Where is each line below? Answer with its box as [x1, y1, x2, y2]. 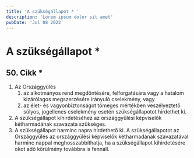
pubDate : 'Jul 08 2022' [6, 19, 64, 25]
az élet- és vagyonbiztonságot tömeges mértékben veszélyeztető [23, 102, 181, 109]
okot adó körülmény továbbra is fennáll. [14, 146, 110, 153]
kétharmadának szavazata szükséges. [14, 121, 107, 128]
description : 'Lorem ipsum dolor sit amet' [6, 14, 114, 20]
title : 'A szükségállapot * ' [6, 8, 80, 15]
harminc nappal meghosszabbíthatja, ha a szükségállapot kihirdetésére [14, 139, 186, 146]
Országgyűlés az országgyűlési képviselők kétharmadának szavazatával [14, 133, 189, 140]
